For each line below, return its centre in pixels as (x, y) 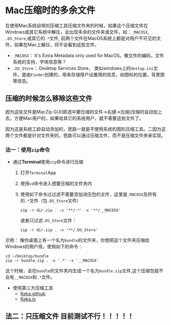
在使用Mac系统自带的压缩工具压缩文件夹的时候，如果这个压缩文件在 (77, 25)
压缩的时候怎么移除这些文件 (49, 99)
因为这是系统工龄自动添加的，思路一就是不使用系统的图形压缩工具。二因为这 (85, 129)
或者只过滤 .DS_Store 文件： (49, 221)
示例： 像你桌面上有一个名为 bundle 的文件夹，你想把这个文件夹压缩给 (77, 240)
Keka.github (33, 294)
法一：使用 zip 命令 (27, 150)
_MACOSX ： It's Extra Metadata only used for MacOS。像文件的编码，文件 (88, 55)
